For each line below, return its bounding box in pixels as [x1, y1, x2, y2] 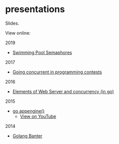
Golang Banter [12, 132, 43, 139]
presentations [5, 4, 65, 15]
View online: [5, 30, 31, 36]
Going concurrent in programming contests [12, 69, 102, 75]
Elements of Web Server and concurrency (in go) [12, 88, 114, 94]
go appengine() [12, 108, 45, 114]
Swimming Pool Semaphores [12, 49, 72, 55]
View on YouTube [20, 113, 56, 119]
